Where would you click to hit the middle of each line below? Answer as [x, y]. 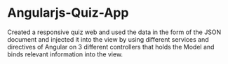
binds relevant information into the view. [65, 54]
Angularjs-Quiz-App [68, 13]
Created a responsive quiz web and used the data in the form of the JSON [114, 32]
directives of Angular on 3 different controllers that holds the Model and [111, 47]
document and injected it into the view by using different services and [108, 39]
